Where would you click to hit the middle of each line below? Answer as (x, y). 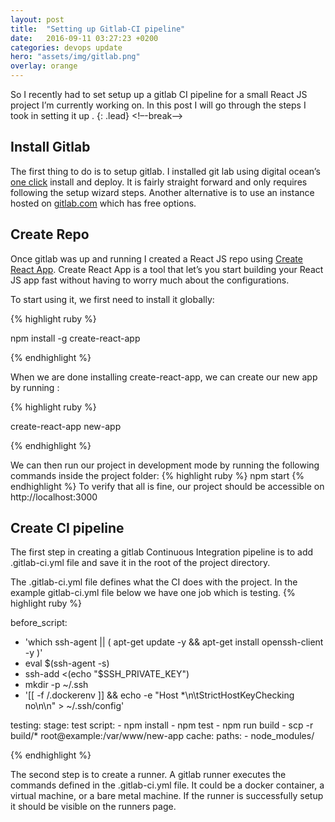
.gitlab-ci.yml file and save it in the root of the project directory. (140, 563)
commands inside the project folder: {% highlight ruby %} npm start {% (157, 475)
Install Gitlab (50, 147)
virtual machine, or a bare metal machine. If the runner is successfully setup (167, 796)
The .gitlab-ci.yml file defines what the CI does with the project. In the (154, 582)
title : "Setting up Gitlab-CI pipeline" (98, 29)
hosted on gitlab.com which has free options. (103, 203)
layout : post (37, 19)
